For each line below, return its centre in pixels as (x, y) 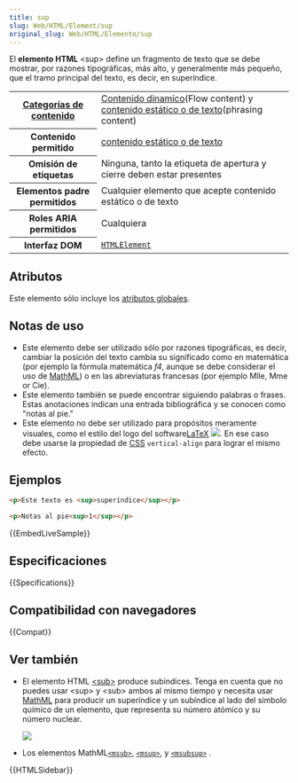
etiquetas (53, 175)
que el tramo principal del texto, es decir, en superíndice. (113, 78)
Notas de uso (47, 326)
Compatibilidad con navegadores (103, 611)
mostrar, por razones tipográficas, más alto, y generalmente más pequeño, (146, 68)
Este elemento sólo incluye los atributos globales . (100, 298)
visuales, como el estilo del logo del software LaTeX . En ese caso (145, 433)
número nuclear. (52, 718)
